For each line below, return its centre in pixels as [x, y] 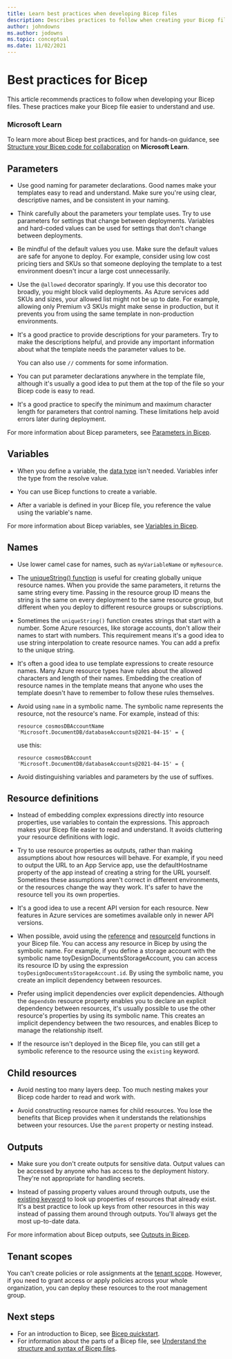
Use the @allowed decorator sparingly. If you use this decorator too [112, 285]
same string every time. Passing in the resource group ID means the [114, 592]
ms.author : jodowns [35, 33]
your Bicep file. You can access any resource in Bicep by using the [112, 944]
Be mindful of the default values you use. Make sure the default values [118, 249]
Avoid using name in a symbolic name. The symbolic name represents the [120, 706]
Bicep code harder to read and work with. [76, 1097]
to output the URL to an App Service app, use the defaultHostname [113, 865]
